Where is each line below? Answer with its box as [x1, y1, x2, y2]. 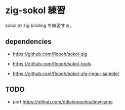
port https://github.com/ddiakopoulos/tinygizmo [12, 98, 113, 104]
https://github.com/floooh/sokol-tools [12, 60, 92, 66]
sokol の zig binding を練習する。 [5, 22, 74, 28]
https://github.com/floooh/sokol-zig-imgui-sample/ [12, 70, 120, 77]
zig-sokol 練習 [5, 5, 66, 16]
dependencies [5, 38, 52, 46]
